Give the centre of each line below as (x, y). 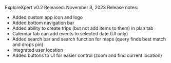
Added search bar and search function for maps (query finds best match (89, 39)
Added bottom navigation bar (43, 23)
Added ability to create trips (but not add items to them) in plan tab (83, 28)
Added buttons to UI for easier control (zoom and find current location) (87, 55)
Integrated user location (37, 50)
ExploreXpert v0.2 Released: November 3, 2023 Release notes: (72, 7)
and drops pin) (28, 45)
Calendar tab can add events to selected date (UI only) (70, 34)
